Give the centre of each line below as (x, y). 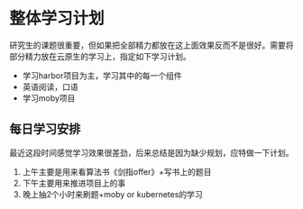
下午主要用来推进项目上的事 (74, 183)
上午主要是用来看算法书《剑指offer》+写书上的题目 (117, 171)
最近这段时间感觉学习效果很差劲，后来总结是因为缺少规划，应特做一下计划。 (151, 152)
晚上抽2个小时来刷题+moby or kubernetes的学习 (112, 194)
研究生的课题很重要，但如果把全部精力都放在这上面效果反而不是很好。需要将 (151, 45)
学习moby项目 (49, 98)
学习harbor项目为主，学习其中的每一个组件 (102, 75)
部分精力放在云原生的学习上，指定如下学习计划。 (100, 56)
